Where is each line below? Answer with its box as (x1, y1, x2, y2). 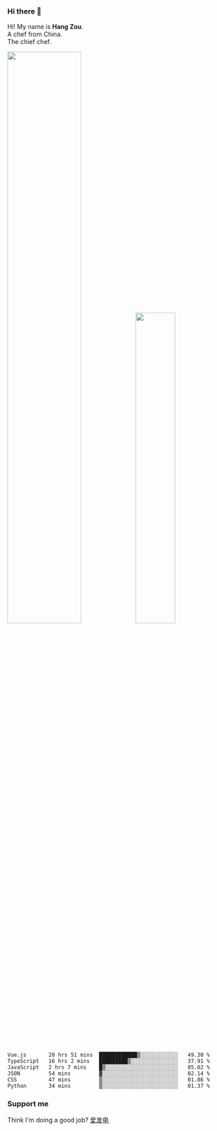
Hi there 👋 (7, 6, 42, 16)
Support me (7, 1098, 49, 1108)
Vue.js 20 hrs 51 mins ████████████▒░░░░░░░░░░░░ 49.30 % (7, 1051, 211, 1059)
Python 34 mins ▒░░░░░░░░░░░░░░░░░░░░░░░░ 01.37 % (7, 1082, 211, 1089)
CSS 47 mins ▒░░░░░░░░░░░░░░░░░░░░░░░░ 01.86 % (7, 1076, 211, 1083)
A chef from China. (7, 30, 63, 38)
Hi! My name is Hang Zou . (7, 23, 83, 31)
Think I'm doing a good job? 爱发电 (7, 1116, 110, 1125)
